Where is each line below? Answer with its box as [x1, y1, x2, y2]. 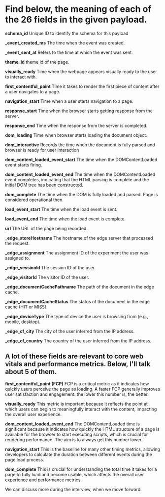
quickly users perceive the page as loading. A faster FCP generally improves [5, 386, 161, 392]
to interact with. [5, 74, 37, 80]
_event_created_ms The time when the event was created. [5, 40, 125, 45]
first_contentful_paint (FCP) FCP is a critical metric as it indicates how [5, 380, 149, 386]
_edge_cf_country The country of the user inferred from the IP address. [5, 337, 152, 344]
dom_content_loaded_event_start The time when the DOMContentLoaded [5, 157, 158, 163]
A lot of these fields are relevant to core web [5, 352, 144, 361]
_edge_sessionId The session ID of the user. [5, 264, 96, 270]
